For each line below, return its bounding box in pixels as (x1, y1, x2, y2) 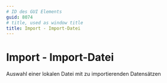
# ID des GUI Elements (6, 8, 62, 15)
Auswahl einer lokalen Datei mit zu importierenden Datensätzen (6, 71, 161, 78)
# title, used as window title (6, 20, 83, 25)
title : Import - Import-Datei (6, 25, 81, 31)
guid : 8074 (6, 14, 33, 20)
